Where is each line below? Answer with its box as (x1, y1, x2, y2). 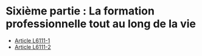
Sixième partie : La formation (5, 4, 155, 18)
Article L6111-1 (14, 37, 50, 44)
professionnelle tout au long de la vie (5, 17, 196, 31)
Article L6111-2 (14, 43, 51, 51)
